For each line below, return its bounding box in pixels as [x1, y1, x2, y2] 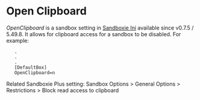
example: [6, 37, 29, 44]
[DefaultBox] [14, 64, 47, 70]
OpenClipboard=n [14, 69, 55, 76]
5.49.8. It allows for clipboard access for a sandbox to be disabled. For [6, 30, 181, 37]
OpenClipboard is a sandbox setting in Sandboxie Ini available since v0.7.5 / [6, 24, 194, 31]
